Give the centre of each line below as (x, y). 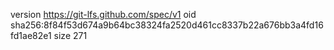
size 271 (70, 35)
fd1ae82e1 (31, 35)
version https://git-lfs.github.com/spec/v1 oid (103, 14)
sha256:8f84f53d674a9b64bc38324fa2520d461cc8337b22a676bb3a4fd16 (167, 25)
